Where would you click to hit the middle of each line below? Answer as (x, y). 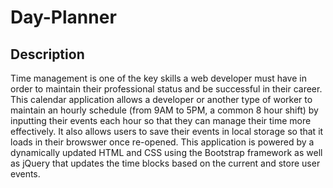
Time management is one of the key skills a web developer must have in (158, 78)
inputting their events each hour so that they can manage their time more (161, 120)
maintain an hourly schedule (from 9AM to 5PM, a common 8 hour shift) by (164, 110)
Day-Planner (63, 17)
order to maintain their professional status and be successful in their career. (166, 89)
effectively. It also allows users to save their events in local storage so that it (167, 131)
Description (47, 54)
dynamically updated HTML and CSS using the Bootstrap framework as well (166, 152)
